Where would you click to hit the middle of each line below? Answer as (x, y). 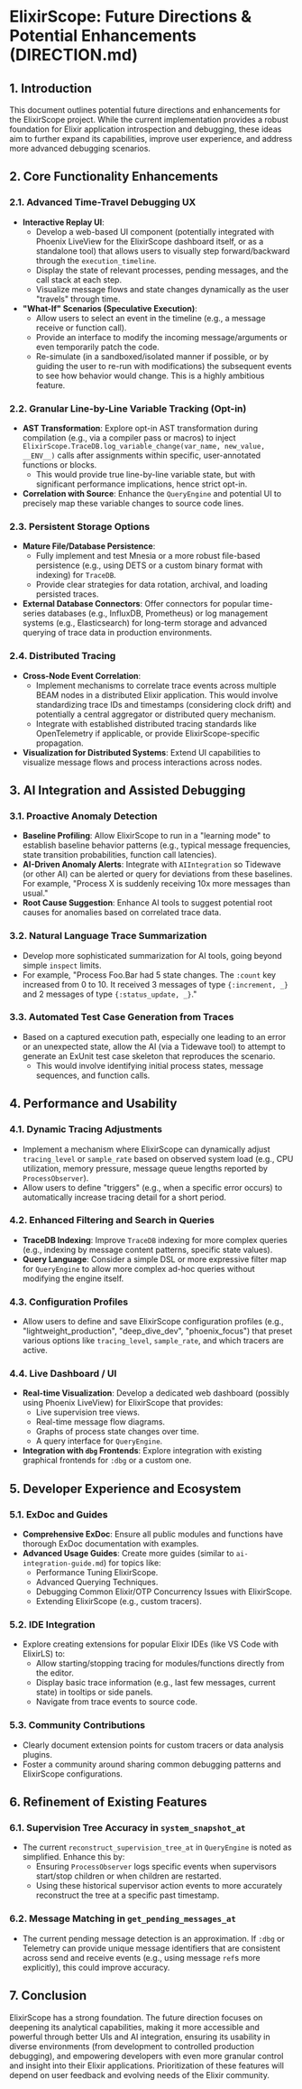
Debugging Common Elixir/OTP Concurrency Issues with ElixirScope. (164, 1592)
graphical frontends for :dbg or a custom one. (107, 1461)
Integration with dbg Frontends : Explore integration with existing (142, 1451)
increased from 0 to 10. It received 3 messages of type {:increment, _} (155, 984)
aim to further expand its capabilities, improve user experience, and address (151, 139)
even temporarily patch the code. (97, 347)
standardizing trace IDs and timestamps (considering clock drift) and (163, 704)
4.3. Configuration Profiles (69, 1302)
